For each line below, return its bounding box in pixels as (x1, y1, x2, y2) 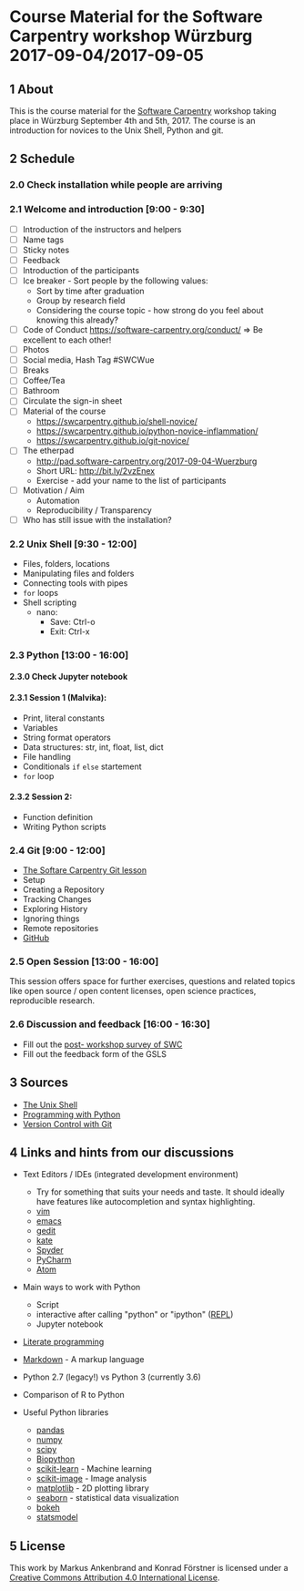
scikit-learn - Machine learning (35, 1463, 152, 1474)
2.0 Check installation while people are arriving (9, 179, 223, 191)
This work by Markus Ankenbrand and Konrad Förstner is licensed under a (9, 1563, 289, 1574)
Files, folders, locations (22, 558, 111, 569)
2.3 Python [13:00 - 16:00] (9, 649, 129, 662)
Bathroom (22, 385, 60, 396)
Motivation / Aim (22, 485, 85, 496)
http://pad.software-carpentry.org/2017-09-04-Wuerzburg (35, 456, 258, 467)
